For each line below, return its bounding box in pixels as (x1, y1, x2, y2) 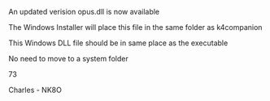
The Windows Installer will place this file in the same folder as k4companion (8, 23, 263, 32)
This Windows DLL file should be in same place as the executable (8, 38, 229, 48)
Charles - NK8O (8, 85, 63, 95)
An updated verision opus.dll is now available (8, 7, 160, 16)
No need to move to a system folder (8, 54, 128, 63)
